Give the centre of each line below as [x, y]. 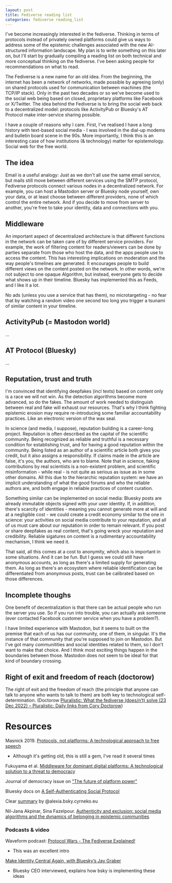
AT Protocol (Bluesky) [41, 351]
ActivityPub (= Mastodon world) [58, 322]
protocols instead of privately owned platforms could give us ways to [78, 39]
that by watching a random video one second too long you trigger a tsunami [85, 301]
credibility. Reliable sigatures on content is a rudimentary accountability [81, 537]
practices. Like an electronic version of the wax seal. [61, 419]
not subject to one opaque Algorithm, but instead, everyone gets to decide [84, 274]
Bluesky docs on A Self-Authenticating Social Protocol [62, 791]
